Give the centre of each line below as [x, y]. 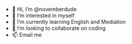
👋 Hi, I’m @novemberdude [44, 9]
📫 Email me [27, 35]
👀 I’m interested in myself [43, 15]
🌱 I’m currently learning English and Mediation [69, 22]
